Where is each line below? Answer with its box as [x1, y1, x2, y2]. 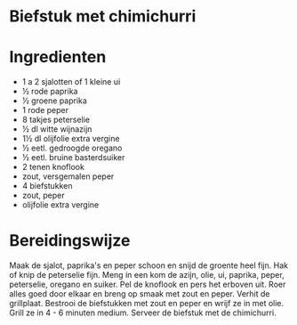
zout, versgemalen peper [21, 171, 115, 182]
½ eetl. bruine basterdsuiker [21, 152, 125, 163]
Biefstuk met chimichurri [9, 6, 197, 27]
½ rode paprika [21, 86, 78, 97]
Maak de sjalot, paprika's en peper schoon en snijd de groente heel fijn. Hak [9, 260, 289, 271]
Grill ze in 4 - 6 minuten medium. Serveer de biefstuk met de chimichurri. [9, 307, 277, 318]
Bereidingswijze [9, 231, 131, 251]
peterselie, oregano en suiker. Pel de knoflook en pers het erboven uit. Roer [9, 279, 286, 290]
